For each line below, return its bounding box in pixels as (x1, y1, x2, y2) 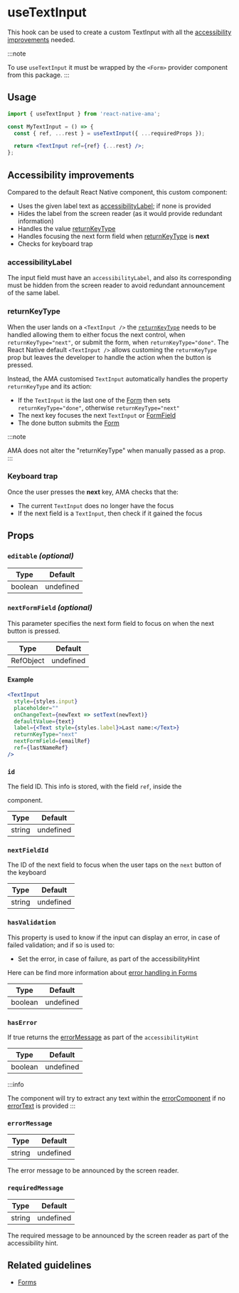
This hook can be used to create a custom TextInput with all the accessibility (7, 28, 232, 36)
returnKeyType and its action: (7, 382, 92, 391)
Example (7, 675, 34, 684)
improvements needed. (7, 35, 75, 43)
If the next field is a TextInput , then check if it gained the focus (17, 509, 203, 517)
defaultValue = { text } (14, 718, 75, 725)
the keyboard (7, 868, 46, 877)
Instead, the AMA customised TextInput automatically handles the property (7, 374, 228, 383)
